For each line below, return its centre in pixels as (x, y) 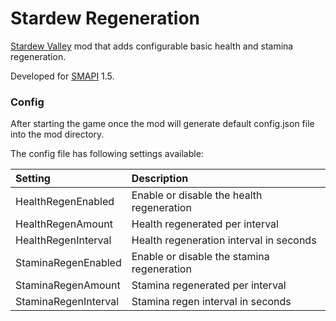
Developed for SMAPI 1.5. (62, 76)
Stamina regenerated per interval (209, 285)
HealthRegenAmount (64, 224)
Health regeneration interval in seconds (224, 240)
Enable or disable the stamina (200, 257)
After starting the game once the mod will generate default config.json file (162, 124)
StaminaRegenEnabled (68, 263)
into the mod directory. (57, 134)
